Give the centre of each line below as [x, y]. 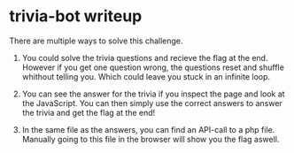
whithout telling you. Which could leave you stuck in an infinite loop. [146, 76]
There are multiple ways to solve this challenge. [96, 41]
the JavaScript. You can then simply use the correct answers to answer [152, 103]
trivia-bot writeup [76, 16]
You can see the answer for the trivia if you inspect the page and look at [153, 94]
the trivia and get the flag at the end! [89, 112]
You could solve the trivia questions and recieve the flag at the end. [145, 57]
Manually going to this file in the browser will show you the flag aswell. [151, 139]
